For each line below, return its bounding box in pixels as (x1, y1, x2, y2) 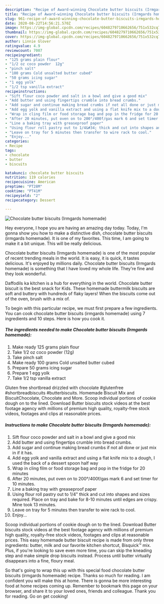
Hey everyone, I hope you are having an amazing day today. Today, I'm (5, 225, 148, 231)
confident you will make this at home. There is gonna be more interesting (5, 578, 152, 584)
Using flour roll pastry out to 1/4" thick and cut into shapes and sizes (12, 492, 150, 497)
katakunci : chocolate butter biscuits (5, 171, 84, 175)
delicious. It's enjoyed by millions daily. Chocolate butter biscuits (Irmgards (5, 260, 156, 266)
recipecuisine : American (5, 179, 56, 185)
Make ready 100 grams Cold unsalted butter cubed (12, 360, 115, 366)
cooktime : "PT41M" (5, 189, 42, 194)
